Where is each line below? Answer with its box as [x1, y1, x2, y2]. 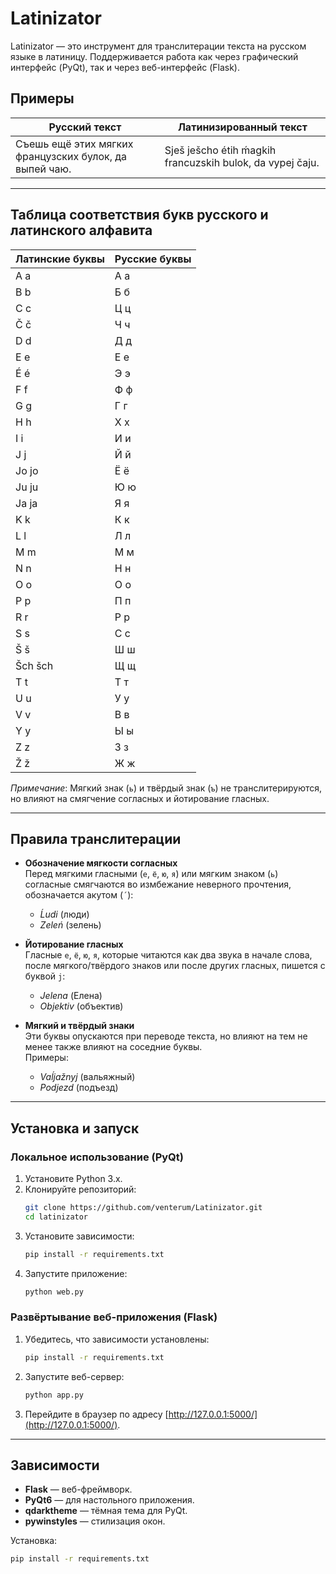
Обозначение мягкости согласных [24, 857, 178, 869]
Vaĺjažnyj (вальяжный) [39, 1071, 136, 1083]
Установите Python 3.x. [24, 1173, 123, 1185]
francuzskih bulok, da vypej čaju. [164, 155, 320, 169]
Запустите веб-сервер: [24, 1370, 125, 1382]
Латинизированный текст [177, 120, 308, 134]
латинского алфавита [10, 222, 153, 239]
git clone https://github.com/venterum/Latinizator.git [24, 1203, 263, 1213]
